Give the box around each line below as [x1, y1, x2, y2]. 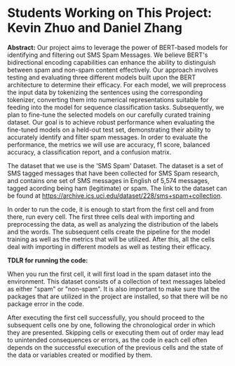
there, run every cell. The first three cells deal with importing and [7, 213, 195, 221]
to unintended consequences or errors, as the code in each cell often [7, 336, 208, 344]
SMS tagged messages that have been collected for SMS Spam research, [7, 169, 220, 177]
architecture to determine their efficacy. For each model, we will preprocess [7, 80, 227, 89]
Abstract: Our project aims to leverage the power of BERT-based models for [7, 43, 228, 51]
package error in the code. [7, 299, 84, 308]
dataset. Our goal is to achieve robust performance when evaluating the [7, 118, 215, 126]
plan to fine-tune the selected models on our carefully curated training [7, 111, 210, 119]
